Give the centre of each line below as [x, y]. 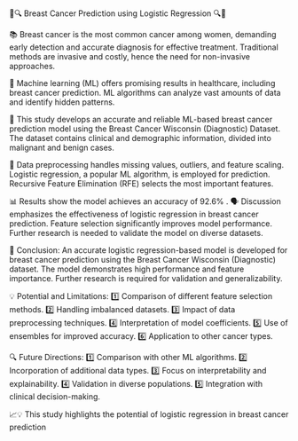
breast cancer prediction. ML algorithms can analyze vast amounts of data [145, 93]
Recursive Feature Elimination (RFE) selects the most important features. [141, 184]
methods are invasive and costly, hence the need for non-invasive [130, 56]
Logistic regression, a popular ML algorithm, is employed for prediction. [140, 174]
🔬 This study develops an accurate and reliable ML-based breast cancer [141, 119]
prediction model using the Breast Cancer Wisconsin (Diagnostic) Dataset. [145, 129]
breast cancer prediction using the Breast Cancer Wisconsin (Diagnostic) [143, 260]
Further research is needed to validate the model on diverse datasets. [136, 233]
